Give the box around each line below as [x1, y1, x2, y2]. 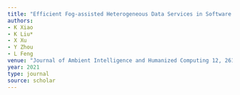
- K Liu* [7, 30, 34, 38]
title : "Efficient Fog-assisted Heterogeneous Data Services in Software [7, 10, 232, 18]
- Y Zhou [7, 44, 34, 51]
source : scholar [7, 76, 56, 84]
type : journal [7, 70, 50, 77]
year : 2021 [7, 64, 40, 71]
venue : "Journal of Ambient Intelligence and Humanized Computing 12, [7, 57, 222, 64]
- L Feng [7, 51, 34, 58]
